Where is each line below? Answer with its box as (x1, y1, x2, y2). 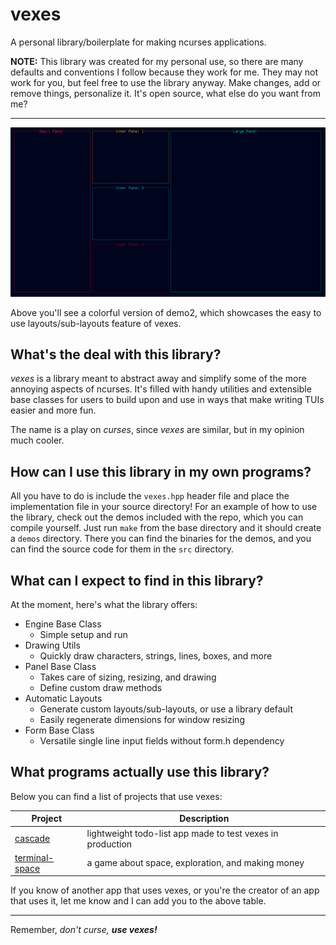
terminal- (14, 851, 55, 863)
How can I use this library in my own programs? (10, 463, 312, 480)
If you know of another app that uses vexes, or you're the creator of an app (10, 884, 320, 897)
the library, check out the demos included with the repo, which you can (10, 511, 304, 523)
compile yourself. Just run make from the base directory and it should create (10, 522, 322, 534)
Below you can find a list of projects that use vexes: (10, 790, 223, 802)
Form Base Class (24, 724, 95, 737)
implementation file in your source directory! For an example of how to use (10, 501, 318, 513)
